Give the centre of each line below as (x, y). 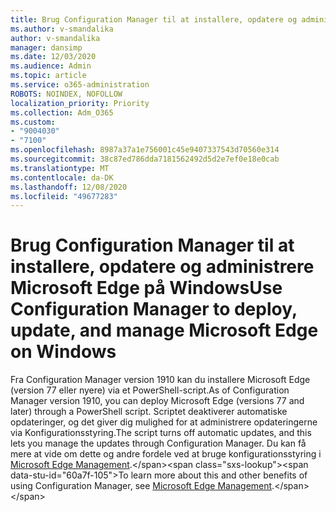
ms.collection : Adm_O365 (62, 112)
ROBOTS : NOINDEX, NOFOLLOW (66, 94)
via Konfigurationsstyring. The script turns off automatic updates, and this (161, 433)
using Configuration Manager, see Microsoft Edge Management (141, 486)
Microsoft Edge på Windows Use (146, 288)
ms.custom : (33, 122)
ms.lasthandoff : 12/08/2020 (69, 187)
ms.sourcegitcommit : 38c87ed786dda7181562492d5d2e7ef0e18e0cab (145, 159)
